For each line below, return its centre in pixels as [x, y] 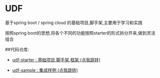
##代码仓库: [17, 49]
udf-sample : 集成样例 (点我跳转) [45, 70]
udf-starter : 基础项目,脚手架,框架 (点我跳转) [56, 59]
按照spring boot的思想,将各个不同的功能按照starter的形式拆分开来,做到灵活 [80, 33]
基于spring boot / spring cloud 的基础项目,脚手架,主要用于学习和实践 [74, 22]
